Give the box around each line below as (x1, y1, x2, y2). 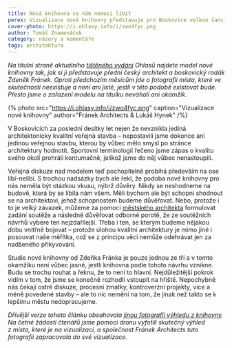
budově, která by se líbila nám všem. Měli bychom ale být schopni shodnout (8, 189, 223, 197)
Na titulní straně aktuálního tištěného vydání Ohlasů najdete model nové (8, 61, 213, 69)
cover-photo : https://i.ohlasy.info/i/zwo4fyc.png (8, 23, 156, 30)
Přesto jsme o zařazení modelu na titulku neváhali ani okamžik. (8, 90, 188, 99)
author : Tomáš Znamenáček (8, 29, 82, 37)
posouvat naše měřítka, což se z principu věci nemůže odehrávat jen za (8, 233, 212, 241)
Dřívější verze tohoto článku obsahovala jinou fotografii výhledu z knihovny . (8, 311, 224, 319)
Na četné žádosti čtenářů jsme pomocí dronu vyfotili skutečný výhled (8, 318, 205, 326)
